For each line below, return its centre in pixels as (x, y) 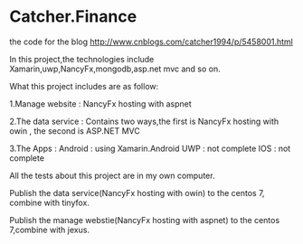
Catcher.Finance (73, 17)
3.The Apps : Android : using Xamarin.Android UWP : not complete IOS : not (150, 148)
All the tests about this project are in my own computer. (112, 175)
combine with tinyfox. (50, 202)
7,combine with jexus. (50, 230)
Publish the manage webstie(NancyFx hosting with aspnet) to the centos (145, 220)
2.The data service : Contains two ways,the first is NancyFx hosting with (144, 121)
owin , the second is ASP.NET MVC (75, 131)
